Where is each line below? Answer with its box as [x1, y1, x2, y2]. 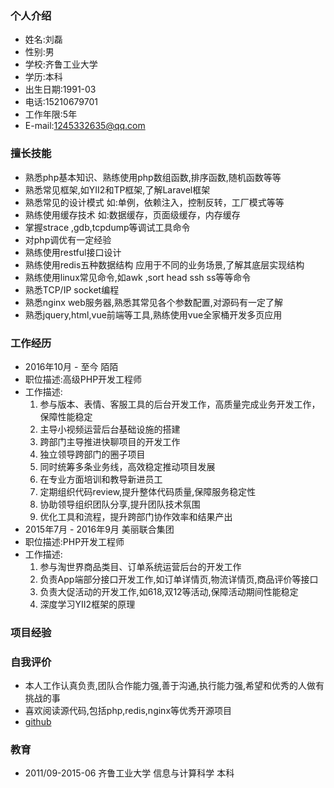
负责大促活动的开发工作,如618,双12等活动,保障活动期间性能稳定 [39, 585, 299, 597]
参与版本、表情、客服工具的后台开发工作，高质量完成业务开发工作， [39, 398, 321, 410]
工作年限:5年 [24, 108, 78, 121]
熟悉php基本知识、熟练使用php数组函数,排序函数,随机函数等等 [24, 171, 282, 183]
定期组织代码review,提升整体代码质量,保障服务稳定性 [39, 485, 257, 497]
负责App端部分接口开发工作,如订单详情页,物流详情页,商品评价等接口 [39, 573, 319, 585]
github [24, 716, 52, 728]
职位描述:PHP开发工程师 [24, 535, 125, 547]
